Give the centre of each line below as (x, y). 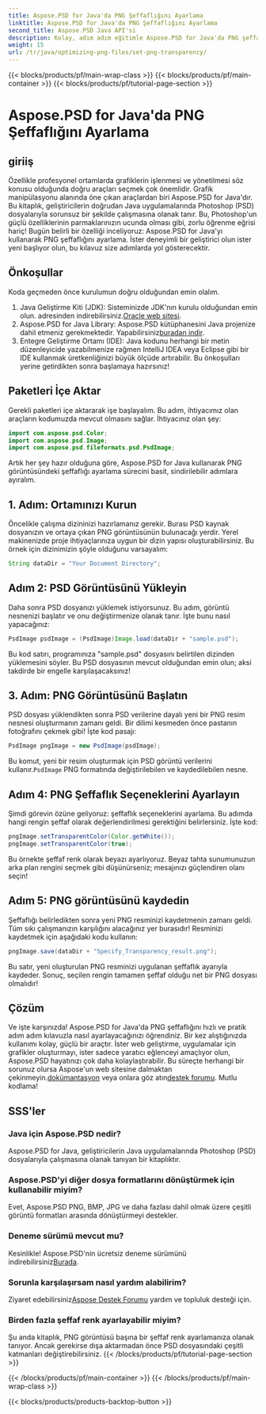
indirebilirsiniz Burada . (44, 1262)
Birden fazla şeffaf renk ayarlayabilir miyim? (95, 1320)
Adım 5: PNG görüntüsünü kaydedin (99, 901)
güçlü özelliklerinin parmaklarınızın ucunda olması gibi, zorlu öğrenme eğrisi (132, 222)
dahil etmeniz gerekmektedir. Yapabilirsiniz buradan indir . (112, 332)
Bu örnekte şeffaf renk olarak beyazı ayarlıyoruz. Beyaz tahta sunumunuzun (132, 859)
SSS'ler (27, 1111)
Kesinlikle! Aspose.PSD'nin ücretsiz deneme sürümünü (97, 1253)
